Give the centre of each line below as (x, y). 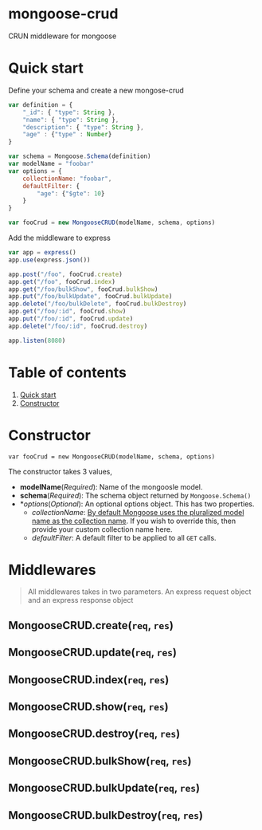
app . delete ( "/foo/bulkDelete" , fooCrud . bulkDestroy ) (98, 304)
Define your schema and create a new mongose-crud (96, 90)
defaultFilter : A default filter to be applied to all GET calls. (124, 537)
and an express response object (80, 600)
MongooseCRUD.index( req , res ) (89, 680)
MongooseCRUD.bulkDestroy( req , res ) (106, 815)
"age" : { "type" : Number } (67, 135)
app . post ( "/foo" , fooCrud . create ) (66, 274)
